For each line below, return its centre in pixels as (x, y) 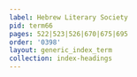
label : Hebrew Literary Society (68, 17)
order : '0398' (35, 42)
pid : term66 (31, 26)
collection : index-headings (61, 58)
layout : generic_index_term (61, 50)
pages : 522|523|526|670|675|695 (68, 34)
